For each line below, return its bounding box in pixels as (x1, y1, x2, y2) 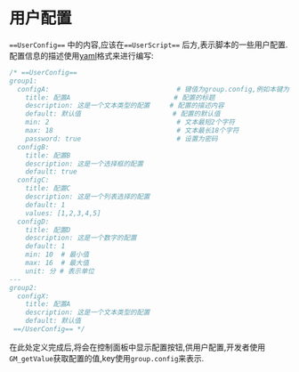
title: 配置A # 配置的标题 (25, 93, 215, 102)
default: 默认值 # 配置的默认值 (25, 109, 221, 118)
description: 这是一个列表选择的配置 (25, 192, 150, 201)
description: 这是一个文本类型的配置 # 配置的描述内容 (25, 101, 224, 110)
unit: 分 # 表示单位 (25, 266, 95, 276)
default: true (25, 167, 77, 176)
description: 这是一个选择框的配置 (25, 159, 144, 168)
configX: (17, 291, 50, 301)
